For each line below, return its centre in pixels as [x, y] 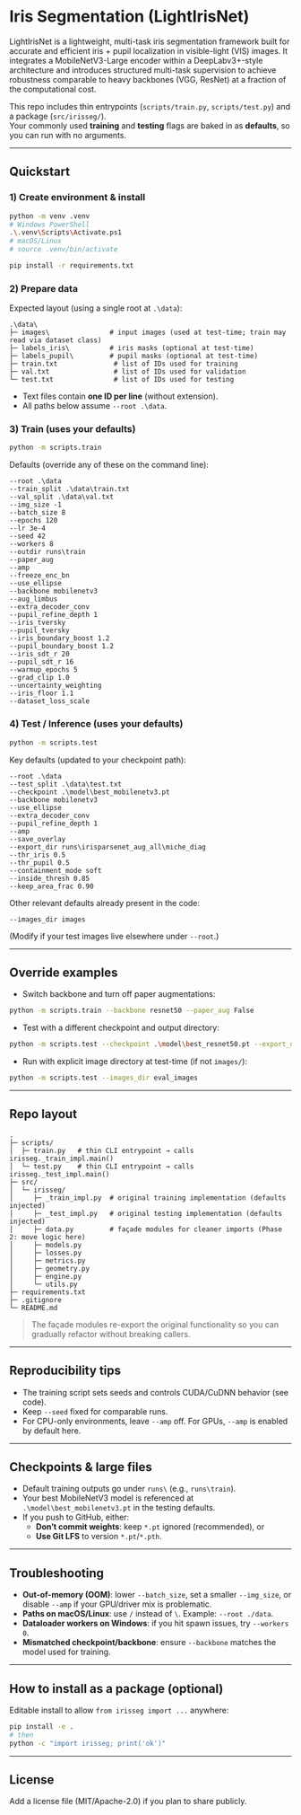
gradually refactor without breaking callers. [111, 1334]
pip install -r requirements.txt [72, 266]
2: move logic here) [48, 1237]
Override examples [64, 972]
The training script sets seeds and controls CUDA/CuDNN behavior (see [155, 1392]
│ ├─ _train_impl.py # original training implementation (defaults [148, 1198]
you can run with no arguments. [68, 135]
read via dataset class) [56, 340]
